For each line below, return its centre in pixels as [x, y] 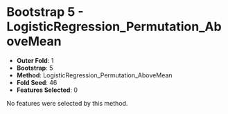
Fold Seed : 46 [37, 82]
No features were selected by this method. [67, 103]
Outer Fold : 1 [35, 60]
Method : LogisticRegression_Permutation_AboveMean [94, 75]
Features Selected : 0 [47, 90]
